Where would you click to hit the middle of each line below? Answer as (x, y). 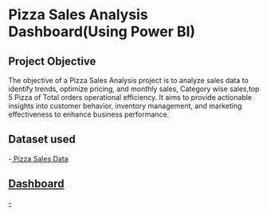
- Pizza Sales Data (39, 158)
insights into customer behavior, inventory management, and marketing (125, 106)
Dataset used (42, 139)
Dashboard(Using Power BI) (102, 32)
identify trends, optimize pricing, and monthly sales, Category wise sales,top (134, 89)
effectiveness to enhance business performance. (89, 114)
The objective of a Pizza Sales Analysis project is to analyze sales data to (128, 80)
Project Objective (52, 61)
